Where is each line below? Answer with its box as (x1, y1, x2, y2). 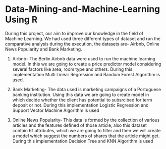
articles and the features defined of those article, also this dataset (12, 122, 147, 128)
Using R (5, 14, 38, 25)
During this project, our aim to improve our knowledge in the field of (5, 30, 144, 36)
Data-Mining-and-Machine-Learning (5, 3, 160, 15)
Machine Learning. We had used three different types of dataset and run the (5, 36, 161, 42)
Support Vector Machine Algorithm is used (12, 107, 100, 113)
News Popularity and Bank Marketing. (5, 46, 83, 52)
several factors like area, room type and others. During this (12, 66, 133, 72)
